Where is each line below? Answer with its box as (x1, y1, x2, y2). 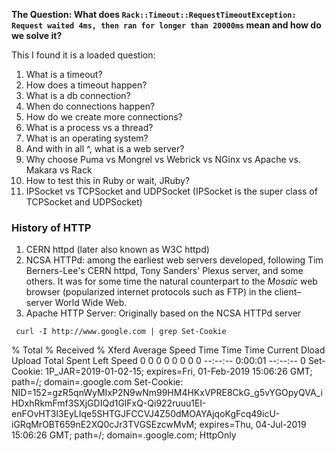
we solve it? (11, 30, 63, 41)
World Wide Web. (54, 297, 128, 309)
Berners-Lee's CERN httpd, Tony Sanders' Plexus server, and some (25, 265, 304, 277)
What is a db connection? (25, 90, 131, 101)
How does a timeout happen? (25, 79, 148, 91)
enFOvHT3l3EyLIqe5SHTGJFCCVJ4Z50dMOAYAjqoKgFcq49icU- (11, 408, 281, 420)
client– (274, 286, 302, 298)
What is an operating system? (25, 132, 149, 144)
